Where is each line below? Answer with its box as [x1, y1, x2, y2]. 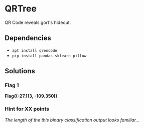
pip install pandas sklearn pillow [12, 53, 87, 58]
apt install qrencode [12, 48, 57, 53]
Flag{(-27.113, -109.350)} [5, 93, 58, 99]
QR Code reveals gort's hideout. [5, 19, 71, 25]
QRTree [5, 3, 37, 14]
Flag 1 [5, 82, 19, 89]
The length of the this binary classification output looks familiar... [5, 117, 140, 123]
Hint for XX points [5, 106, 50, 113]
